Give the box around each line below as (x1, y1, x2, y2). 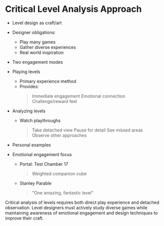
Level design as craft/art (12, 20, 62, 26)
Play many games (19, 39, 56, 45)
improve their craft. (5, 215, 44, 221)
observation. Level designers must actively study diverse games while (5, 204, 148, 211)
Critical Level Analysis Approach (5, 3, 142, 15)
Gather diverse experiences (19, 44, 76, 50)
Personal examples (12, 142, 51, 148)
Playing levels (12, 68, 40, 75)
